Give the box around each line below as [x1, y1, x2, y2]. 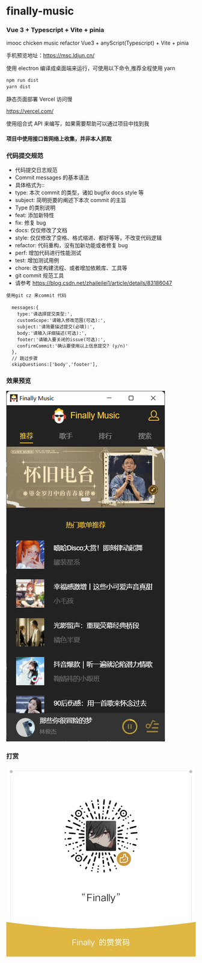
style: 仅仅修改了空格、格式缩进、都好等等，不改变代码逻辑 [14, 234, 162, 242]
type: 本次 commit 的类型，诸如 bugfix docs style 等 [14, 189, 144, 197]
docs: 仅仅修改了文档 [14, 227, 68, 234]
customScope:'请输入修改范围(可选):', [17, 318, 106, 324]
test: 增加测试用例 [14, 257, 60, 264]
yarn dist [6, 84, 31, 90]
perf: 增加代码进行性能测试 [14, 249, 82, 257]
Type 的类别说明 [14, 204, 56, 212]
